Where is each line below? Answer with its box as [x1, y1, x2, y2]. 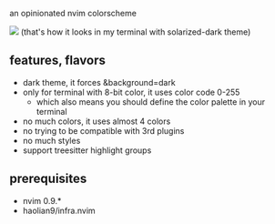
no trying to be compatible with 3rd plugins [22, 125, 185, 136]
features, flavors [9, 53, 107, 68]
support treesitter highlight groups [22, 145, 152, 156]
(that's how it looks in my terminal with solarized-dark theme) [20, 26, 251, 37]
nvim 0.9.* [22, 195, 62, 206]
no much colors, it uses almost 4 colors [22, 116, 171, 127]
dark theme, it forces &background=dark [22, 76, 176, 87]
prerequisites [9, 171, 87, 187]
